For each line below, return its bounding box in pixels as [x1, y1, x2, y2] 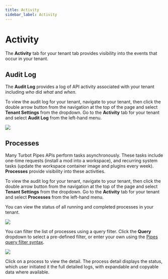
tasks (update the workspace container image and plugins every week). [5, 163, 154, 169]
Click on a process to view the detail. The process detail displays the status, [5, 258, 162, 264]
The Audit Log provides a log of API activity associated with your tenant [5, 84, 154, 90]
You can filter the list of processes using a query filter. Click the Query [5, 229, 151, 235]
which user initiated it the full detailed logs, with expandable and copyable [5, 264, 159, 270]
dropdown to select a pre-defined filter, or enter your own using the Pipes [5, 234, 158, 240]
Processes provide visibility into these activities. [5, 168, 106, 174]
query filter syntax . [5, 239, 45, 245]
